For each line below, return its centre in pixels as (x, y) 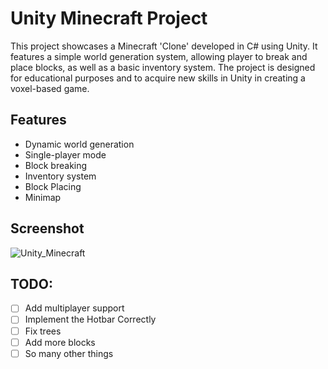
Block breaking (56, 165)
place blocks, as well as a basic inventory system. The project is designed (163, 67)
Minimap (43, 197)
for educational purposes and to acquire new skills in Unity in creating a (158, 78)
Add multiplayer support (74, 308)
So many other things (69, 353)
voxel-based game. (50, 88)
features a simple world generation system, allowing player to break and (159, 56)
